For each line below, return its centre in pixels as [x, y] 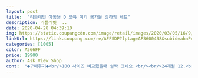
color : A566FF [24, 50]
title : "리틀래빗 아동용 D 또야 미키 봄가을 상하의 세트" [68, 17]
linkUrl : [17, 39]
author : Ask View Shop [34, 60]
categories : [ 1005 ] [30, 45]
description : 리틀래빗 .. [37, 22]
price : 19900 [22, 55]
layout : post [22, 11]
